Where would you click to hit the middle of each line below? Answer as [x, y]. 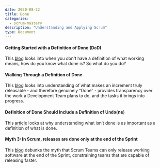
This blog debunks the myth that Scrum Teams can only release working [77, 150]
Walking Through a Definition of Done [44, 75]
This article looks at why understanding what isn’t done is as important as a [80, 123]
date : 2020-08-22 [23, 9]
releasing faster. [21, 160]
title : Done [17, 14]
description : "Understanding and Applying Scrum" [56, 28]
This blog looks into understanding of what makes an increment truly [74, 85]
